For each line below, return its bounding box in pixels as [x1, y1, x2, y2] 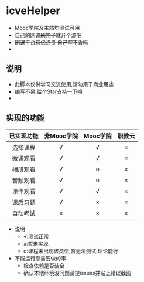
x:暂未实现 [23, 240, 49, 247]
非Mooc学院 [44, 132, 78, 140]
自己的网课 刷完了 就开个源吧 [14, 31, 82, 39]
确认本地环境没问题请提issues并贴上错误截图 [23, 269, 132, 276]
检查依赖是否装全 [23, 262, 65, 269]
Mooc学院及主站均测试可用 [14, 24, 80, 31]
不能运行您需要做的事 [14, 254, 66, 261]
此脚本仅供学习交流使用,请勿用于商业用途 [14, 80, 114, 87]
